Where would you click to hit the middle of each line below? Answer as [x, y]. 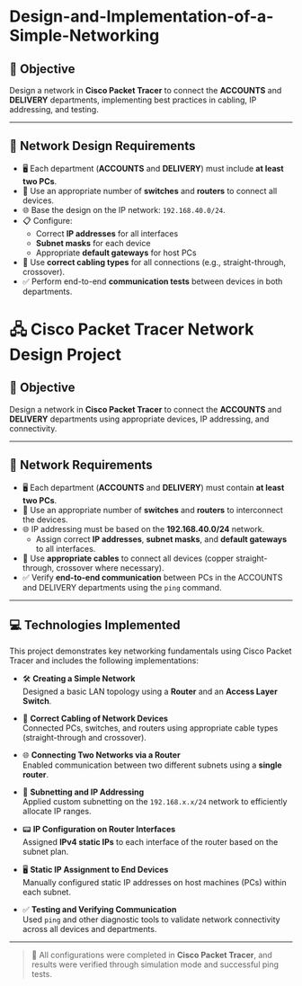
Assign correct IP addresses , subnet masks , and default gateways [161, 539]
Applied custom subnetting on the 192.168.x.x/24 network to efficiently [155, 802]
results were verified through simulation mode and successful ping [155, 964]
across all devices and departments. [89, 929]
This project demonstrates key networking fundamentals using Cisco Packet [151, 651]
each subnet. [47, 893]
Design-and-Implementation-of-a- [142, 17]
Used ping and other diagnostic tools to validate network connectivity [151, 919]
